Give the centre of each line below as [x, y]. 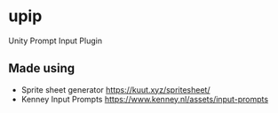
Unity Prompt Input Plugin [56, 41]
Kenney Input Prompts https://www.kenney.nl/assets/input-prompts [144, 99]
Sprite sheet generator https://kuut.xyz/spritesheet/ [115, 89]
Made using [42, 68]
